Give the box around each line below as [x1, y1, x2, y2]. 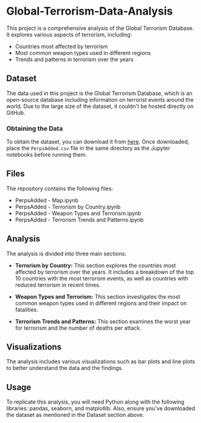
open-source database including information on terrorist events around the [6, 96, 194, 103]
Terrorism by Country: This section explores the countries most [15, 261, 176, 269]
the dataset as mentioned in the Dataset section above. [6, 411, 145, 419]
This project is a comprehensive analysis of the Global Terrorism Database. [6, 24, 194, 32]
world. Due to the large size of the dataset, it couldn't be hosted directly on [6, 102, 194, 110]
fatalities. [15, 306, 38, 313]
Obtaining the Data [6, 124, 63, 132]
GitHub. [6, 108, 26, 116]
